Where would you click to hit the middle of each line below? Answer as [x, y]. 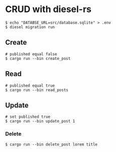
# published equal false [31, 54]
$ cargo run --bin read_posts [37, 90]
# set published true [28, 117]
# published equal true [30, 86]
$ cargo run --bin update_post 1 [40, 121]
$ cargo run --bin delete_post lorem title [51, 144]
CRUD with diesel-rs [48, 9]
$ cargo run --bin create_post [38, 58]
